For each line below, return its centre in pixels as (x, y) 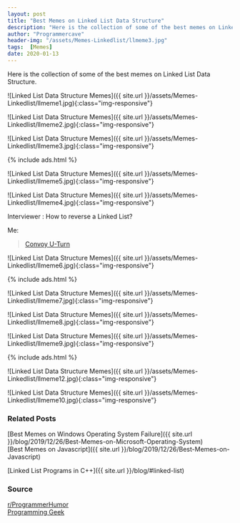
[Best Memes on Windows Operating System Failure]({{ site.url (100, 434)
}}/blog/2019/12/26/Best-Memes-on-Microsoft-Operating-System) (105, 442)
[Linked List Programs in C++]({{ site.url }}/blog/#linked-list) (96, 471)
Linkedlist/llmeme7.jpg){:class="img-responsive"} (80, 300)
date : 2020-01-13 (33, 54)
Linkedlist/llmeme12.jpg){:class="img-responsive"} (82, 378)
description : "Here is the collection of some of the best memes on (111, 27)
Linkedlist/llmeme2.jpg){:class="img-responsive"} (81, 124)
